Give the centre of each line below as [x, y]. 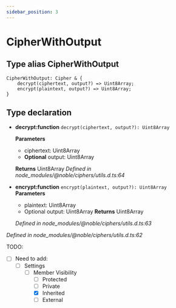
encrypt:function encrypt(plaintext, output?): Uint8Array [91, 187]
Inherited [53, 293]
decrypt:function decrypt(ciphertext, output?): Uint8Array [92, 127]
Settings [35, 266]
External [53, 300]
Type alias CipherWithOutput [63, 64]
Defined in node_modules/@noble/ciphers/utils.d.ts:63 [83, 223]
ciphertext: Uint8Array [52, 151]
